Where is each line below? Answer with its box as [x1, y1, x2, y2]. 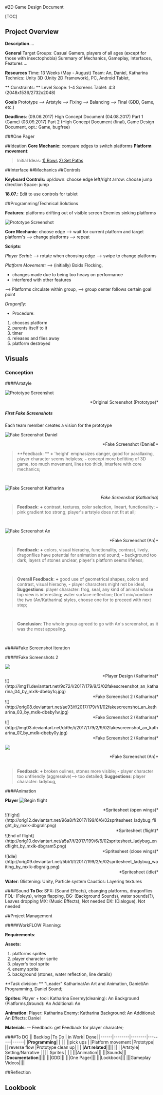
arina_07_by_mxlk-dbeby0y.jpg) [5, 730, 68, 736]
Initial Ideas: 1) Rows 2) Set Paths [17, 157, 84, 163]
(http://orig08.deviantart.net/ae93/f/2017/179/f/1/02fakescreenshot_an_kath [5, 704, 157, 710]
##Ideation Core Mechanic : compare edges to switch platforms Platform [5, 143, 152, 149]
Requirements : [5, 932, 36, 938]
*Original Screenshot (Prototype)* [90, 399, 159, 405]
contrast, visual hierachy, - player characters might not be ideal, [17, 582, 145, 587]
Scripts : [5, 243, 21, 249]
